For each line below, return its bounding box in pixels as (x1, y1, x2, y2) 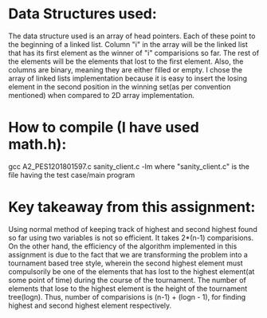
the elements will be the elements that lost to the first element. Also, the (8, 57, 244, 66)
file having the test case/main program (8, 170, 135, 179)
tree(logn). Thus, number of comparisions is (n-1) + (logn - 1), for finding (8, 292, 246, 301)
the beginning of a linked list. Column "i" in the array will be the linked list (8, 39, 249, 49)
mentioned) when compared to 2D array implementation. (8, 90, 195, 100)
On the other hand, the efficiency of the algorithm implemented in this (8, 241, 238, 251)
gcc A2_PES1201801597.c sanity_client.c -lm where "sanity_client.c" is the (8, 161, 249, 171)
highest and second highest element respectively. (8, 300, 172, 310)
